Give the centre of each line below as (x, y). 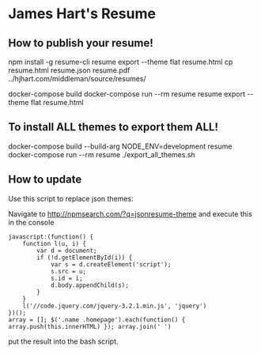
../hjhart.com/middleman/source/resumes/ (77, 79)
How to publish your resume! (81, 43)
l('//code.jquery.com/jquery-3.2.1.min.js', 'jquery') (115, 306)
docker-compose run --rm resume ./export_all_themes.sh (102, 154)
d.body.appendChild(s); (89, 285)
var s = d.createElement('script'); (111, 264)
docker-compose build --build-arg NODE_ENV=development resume (120, 146)
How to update (45, 180)
